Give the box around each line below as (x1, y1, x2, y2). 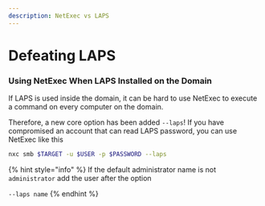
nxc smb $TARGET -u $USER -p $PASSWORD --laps (8, 150, 167, 159)
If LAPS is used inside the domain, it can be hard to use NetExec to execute (8, 93, 258, 103)
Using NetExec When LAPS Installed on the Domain (8, 75, 213, 86)
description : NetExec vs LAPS (8, 11, 110, 20)
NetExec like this (8, 134, 64, 145)
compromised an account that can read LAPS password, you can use (8, 126, 238, 136)
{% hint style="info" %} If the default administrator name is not (8, 164, 217, 174)
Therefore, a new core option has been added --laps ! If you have (8, 117, 225, 127)
